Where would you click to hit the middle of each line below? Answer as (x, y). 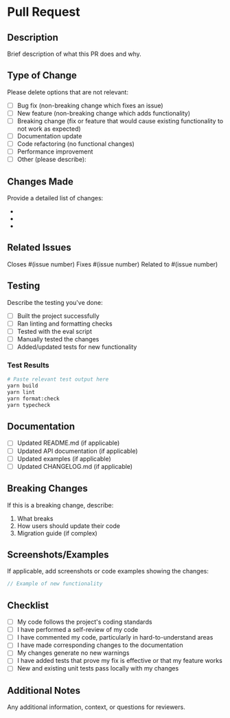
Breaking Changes (47, 488)
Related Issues (39, 247)
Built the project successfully (58, 316)
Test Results (28, 365)
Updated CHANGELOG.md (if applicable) (74, 466)
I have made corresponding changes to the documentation (100, 645)
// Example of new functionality (55, 584)
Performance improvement (55, 151)
